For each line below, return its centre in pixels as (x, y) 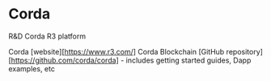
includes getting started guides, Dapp (188, 60)
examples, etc (32, 68)
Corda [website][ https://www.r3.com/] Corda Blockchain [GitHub (116, 51)
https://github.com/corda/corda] (65, 60)
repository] (244, 51)
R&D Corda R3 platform (47, 36)
